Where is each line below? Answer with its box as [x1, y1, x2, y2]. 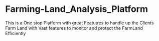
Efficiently [5, 30, 26, 36]
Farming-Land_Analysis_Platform [5, 3, 148, 15]
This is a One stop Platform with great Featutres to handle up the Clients [5, 20, 154, 26]
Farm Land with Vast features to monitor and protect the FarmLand [5, 25, 143, 31]
